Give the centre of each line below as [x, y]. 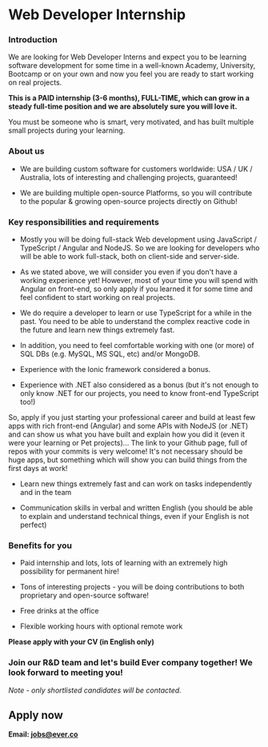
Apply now [36, 715]
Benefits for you [40, 545]
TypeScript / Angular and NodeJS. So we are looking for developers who [140, 248]
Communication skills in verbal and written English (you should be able [136, 508]
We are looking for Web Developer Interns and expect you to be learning [128, 57]
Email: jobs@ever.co [43, 734]
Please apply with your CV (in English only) [81, 642]
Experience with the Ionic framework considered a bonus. [115, 370]
